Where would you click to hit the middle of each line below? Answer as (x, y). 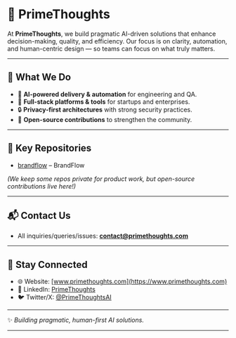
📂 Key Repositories (50, 148)
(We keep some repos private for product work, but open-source (101, 179)
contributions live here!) (41, 186)
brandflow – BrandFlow (51, 165)
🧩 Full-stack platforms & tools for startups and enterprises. (104, 102)
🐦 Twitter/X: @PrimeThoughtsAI (65, 297)
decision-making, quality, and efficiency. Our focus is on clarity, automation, (117, 41)
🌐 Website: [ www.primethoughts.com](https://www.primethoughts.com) (122, 282)
